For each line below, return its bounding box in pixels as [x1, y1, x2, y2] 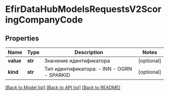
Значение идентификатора [44, 57, 110, 64]
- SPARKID [44, 71, 70, 78]
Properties [5, 34, 39, 42]
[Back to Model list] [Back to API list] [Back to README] [5, 84, 121, 90]
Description [74, 49, 104, 55]
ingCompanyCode [5, 14, 83, 25]
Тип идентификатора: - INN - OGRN [44, 65, 132, 72]
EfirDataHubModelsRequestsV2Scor [5, 3, 162, 15]
